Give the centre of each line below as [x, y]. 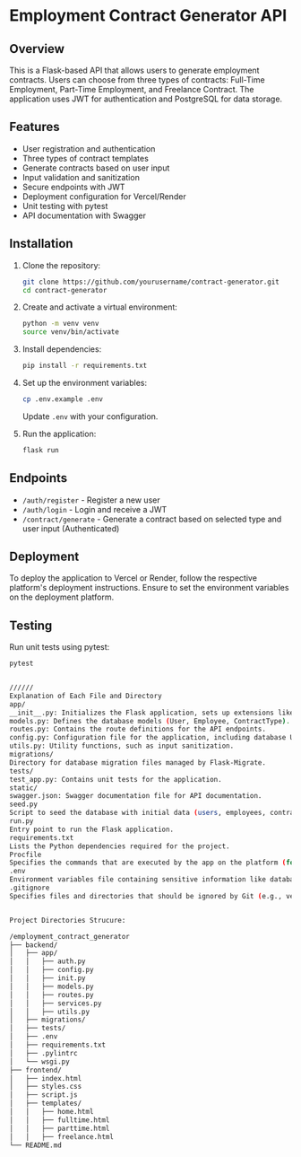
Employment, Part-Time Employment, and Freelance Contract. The [132, 89]
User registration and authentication [89, 148]
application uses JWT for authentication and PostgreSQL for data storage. [146, 99]
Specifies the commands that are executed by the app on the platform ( [148, 863]
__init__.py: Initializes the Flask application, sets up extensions [142, 713]
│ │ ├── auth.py [48, 961]
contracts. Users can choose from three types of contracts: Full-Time [138, 80]
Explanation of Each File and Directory [86, 696]
